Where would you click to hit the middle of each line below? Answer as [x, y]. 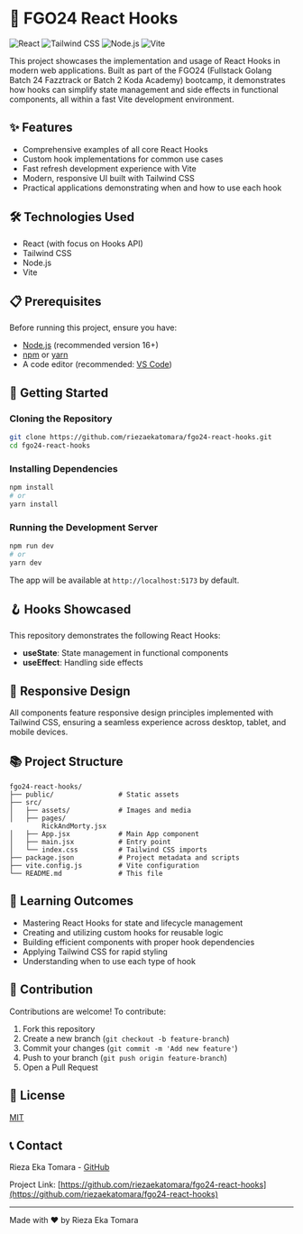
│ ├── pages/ [38, 819]
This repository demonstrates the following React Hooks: [115, 636]
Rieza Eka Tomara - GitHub [60, 1167]
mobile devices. [39, 732]
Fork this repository [59, 1028]
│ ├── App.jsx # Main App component [105, 834]
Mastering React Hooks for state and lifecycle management [133, 923]
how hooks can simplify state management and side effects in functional [144, 89]
